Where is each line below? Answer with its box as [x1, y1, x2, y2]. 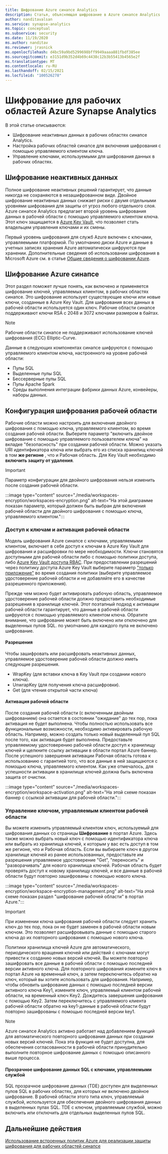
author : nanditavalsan [5, 17, 53, 22]
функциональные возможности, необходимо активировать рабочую [5, 725, 153, 732]
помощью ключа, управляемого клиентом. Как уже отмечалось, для [5, 763, 154, 769]
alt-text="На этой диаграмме [91, 498, 153, 504]
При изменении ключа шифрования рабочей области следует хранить [5, 919, 157, 925]
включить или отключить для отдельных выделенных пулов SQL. [5, 1110, 145, 1116]
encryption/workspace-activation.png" [5, 789, 86, 795]
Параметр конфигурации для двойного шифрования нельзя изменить [5, 477, 155, 483]
